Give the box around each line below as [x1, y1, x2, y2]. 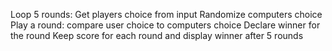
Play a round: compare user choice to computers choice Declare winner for [10, 19, 321, 31]
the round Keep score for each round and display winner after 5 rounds [10, 30, 304, 41]
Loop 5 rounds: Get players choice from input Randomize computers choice [10, 9, 323, 20]
